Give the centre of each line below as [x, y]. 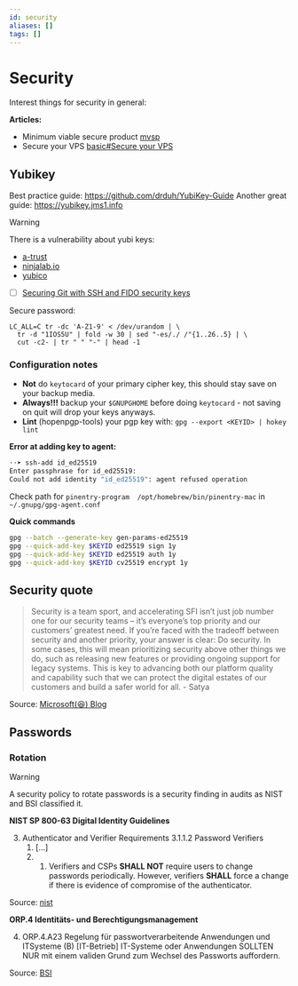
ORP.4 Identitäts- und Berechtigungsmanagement [104, 919]
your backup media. [59, 394]
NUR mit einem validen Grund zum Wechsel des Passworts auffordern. [151, 956]
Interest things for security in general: [78, 102]
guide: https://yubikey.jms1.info [66, 205]
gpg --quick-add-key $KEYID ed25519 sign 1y [93, 546]
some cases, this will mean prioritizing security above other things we [158, 649]
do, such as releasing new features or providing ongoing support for [156, 659]
